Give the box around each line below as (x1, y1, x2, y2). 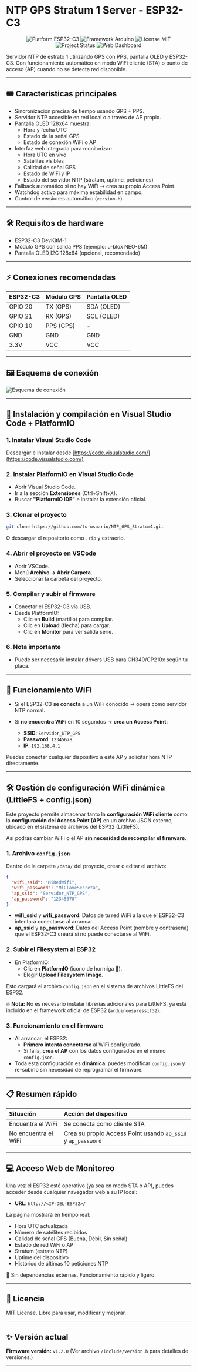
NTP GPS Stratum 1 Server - (6, 4, 144, 17)
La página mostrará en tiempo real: (6, 1211, 91, 1218)
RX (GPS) (45, 312, 72, 320)
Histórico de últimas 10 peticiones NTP (14, 1260, 108, 1267)
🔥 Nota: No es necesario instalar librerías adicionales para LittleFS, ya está (6, 1000, 187, 1007)
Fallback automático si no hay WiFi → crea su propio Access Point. (14, 182, 176, 189)
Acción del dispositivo (63, 1109, 128, 1117)
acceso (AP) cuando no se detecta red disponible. (6, 65, 127, 72)
